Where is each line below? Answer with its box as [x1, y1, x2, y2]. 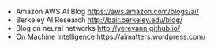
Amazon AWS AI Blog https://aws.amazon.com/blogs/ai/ [15, 7, 199, 16]
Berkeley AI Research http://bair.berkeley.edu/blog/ [15, 15, 183, 24]
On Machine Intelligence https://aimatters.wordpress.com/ [15, 32, 206, 41]
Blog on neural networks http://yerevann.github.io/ [15, 24, 180, 32]
